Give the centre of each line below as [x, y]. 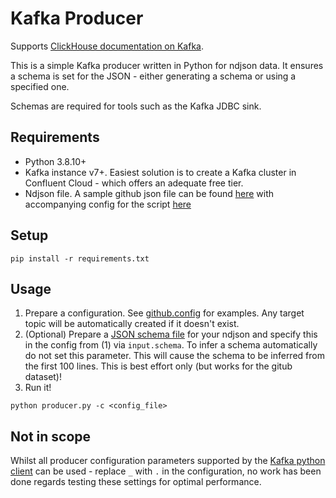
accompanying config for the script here [108, 204]
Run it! [38, 388]
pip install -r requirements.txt [80, 258]
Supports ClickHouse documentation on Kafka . [107, 46]
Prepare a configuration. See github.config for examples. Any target [164, 313]
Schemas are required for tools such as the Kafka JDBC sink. [136, 106]
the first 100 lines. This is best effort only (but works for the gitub [158, 366]
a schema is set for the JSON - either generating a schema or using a [153, 76]
